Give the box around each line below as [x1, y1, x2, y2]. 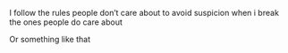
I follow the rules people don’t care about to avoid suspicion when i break [9, 8, 280, 18]
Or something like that [9, 34, 91, 44]
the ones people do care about [9, 17, 123, 27]
